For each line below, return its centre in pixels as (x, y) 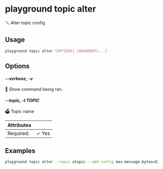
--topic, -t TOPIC (22, 100)
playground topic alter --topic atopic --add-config (59, 162)
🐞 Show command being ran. (34, 89)
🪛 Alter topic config (25, 22)
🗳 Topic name (20, 111)
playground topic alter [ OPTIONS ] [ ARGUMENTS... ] (56, 51)
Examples (20, 151)
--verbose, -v (19, 78)
